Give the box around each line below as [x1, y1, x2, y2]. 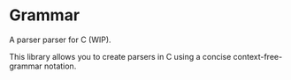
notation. [43, 61, 77, 71]
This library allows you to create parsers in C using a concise [9, 51, 232, 62]
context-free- [233, 51, 283, 62]
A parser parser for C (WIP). [9, 34, 112, 45]
